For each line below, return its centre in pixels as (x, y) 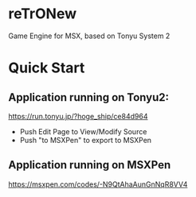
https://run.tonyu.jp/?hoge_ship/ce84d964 (78, 116)
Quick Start (47, 68)
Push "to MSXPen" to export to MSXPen (86, 140)
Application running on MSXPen (90, 165)
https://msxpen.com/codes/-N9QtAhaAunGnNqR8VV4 (98, 184)
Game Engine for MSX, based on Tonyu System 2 (89, 36)
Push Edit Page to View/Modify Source (83, 131)
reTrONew (43, 14)
